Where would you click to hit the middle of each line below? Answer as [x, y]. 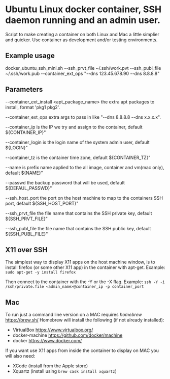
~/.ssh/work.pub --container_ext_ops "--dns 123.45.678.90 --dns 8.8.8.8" [82, 73]
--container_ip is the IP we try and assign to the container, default [74, 127]
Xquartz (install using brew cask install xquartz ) [64, 371]
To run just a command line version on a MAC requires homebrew [74, 315]
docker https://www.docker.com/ [47, 341]
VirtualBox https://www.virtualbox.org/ [53, 330]
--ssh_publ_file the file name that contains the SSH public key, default [78, 228]
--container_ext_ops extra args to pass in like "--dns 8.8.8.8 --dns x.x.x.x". [83, 117]
